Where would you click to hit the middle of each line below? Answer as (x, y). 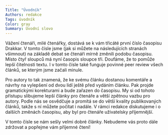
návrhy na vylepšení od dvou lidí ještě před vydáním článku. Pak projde (79, 85)
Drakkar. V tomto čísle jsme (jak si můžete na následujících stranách (76, 49)
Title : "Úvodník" (24, 10)
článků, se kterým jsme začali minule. (44, 70)
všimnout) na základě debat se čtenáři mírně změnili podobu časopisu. (79, 54)
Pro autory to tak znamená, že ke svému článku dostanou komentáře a (79, 80)
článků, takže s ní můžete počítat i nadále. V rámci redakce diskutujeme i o (83, 107)
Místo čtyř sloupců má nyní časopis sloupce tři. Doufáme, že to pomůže (80, 59)
